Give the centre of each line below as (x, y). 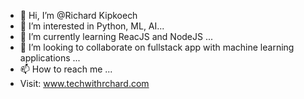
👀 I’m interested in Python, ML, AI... (92, 26)
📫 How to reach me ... (66, 69)
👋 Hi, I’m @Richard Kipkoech (78, 15)
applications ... (50, 58)
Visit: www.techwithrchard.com (84, 83)
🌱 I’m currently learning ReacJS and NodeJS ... (116, 36)
